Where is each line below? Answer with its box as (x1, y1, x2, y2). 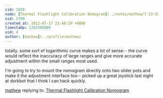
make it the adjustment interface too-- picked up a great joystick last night (5, 73, 153, 78)
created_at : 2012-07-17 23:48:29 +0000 (5, 20, 86, 26)
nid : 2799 (5, 16, 25, 21)
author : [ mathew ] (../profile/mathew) (5, 35, 81, 39)
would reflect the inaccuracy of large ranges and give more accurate (5, 53, 142, 59)
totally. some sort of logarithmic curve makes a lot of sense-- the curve (5, 47, 148, 54)
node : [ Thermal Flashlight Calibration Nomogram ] (5, 12, 108, 17)
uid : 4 (5, 30, 18, 35)
